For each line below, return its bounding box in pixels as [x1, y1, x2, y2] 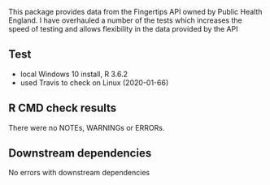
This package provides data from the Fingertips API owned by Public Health [8, 7, 263, 16]
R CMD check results [8, 101, 117, 115]
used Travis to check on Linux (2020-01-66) [20, 77, 169, 88]
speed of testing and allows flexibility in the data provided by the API [8, 24, 238, 33]
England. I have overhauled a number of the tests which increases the [8, 15, 242, 25]
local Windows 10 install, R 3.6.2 [20, 69, 128, 79]
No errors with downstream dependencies [8, 168, 150, 178]
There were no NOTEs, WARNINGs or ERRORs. [8, 123, 165, 132]
